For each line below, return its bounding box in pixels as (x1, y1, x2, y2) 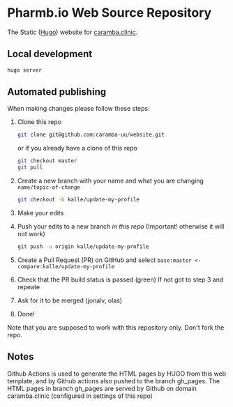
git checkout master (17, 158, 77, 164)
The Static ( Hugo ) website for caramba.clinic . (7, 28, 138, 36)
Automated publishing (7, 86, 107, 98)
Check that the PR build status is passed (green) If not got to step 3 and (17, 275, 224, 284)
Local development (7, 48, 93, 60)
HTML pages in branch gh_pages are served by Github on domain (7, 384, 197, 392)
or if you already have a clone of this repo (17, 144, 137, 153)
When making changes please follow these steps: (7, 105, 150, 113)
